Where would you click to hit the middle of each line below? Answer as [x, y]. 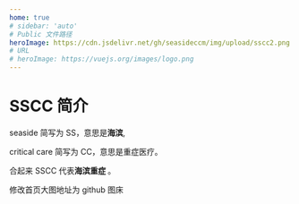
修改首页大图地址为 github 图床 [66, 190]
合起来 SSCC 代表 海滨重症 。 [63, 170]
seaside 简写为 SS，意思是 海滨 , [67, 132]
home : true [30, 17]
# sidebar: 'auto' [43, 26]
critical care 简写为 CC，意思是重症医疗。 [86, 151]
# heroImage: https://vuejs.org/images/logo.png [102, 59]
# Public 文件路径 [41, 34]
